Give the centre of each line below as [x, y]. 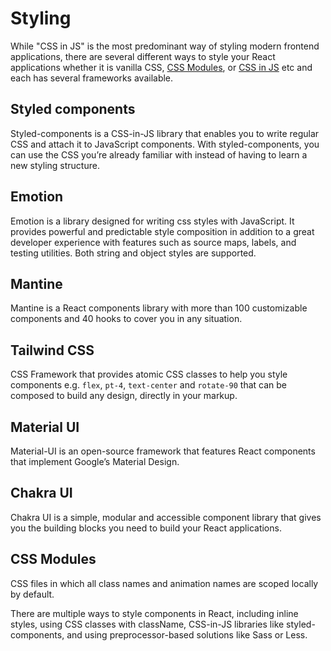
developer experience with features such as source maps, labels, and [153, 242]
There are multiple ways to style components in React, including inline [154, 613]
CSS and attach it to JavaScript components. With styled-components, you [165, 144]
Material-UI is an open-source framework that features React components [163, 451]
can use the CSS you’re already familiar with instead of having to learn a [159, 154]
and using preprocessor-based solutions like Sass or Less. [187, 634]
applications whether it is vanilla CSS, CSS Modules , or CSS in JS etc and [161, 67]
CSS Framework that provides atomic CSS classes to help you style [149, 374]
